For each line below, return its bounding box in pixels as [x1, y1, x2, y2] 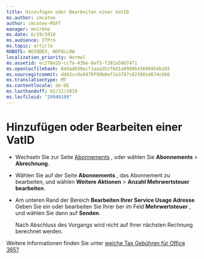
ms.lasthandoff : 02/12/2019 [6, 88, 78, 94]
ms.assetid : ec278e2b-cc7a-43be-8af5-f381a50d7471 [6, 60, 138, 66]
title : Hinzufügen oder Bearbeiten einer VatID [6, 9, 130, 15]
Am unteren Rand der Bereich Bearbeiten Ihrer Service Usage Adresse [15, 196, 195, 204]
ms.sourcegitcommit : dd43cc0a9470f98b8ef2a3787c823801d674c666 [6, 71, 171, 77]
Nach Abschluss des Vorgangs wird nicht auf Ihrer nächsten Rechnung [15, 221, 193, 229]
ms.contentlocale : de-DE [6, 83, 69, 89]
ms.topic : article [6, 43, 53, 49]
